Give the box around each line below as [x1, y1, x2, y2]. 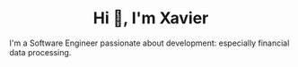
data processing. [9, 46, 72, 57]
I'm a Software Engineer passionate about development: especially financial [9, 38, 290, 48]
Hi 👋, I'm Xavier [92, 8, 209, 29]
